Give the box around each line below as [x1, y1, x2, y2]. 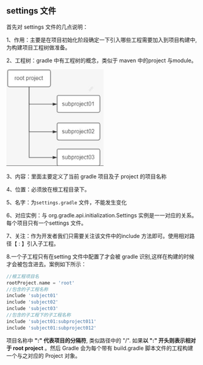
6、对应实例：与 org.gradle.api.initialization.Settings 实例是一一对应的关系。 [6, 211, 198, 219]
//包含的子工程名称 [6, 286, 49, 292]
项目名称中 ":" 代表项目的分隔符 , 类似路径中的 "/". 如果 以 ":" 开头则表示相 [6, 336, 191, 344]
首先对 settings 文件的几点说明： [6, 23, 88, 31]
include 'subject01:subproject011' [6, 318, 97, 325]
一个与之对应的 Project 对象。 [6, 352, 81, 359]
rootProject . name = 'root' [6, 280, 75, 286]
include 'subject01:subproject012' [6, 325, 97, 331]
